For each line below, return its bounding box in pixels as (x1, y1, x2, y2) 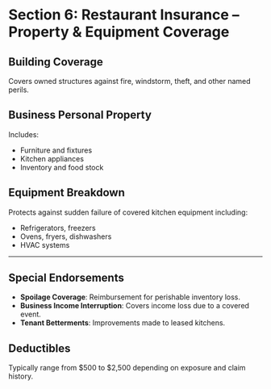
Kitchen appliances (19, 153, 85, 163)
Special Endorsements (8, 271, 125, 285)
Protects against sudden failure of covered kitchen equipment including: (8, 207, 248, 217)
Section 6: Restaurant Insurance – (8, 6, 240, 24)
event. (19, 309, 42, 320)
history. (8, 371, 34, 381)
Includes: (8, 129, 39, 139)
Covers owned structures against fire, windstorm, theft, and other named (8, 77, 252, 86)
